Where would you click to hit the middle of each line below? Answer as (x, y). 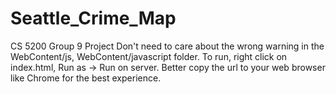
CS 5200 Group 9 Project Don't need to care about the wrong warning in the (167, 46)
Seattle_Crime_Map (93, 18)
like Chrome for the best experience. (86, 78)
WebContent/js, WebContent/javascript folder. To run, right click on (149, 56)
